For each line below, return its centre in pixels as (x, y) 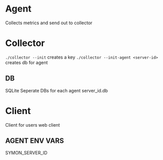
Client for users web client (33, 125)
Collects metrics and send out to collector (49, 23)
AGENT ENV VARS (35, 141)
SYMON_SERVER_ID (26, 153)
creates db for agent (27, 62)
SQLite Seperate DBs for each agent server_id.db (56, 90)
